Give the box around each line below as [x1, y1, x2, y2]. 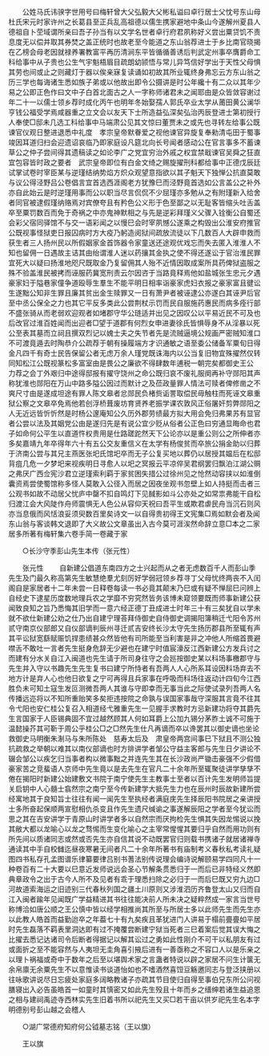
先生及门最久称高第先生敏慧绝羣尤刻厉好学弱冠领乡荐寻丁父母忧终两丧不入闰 [8, 573, 261, 582]
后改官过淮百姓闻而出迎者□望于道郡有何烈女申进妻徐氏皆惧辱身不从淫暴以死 [8, 318, 260, 328]
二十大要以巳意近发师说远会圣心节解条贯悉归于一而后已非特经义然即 [35, 864, 261, 874]
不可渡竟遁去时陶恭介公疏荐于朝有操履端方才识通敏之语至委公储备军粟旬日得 [8, 338, 261, 348]
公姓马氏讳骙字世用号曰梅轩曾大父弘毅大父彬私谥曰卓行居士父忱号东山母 [22, 7, 261, 16]
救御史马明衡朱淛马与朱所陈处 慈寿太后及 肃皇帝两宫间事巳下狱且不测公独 [8, 734, 261, 743]
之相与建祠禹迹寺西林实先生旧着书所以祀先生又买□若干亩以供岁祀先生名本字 [8, 995, 260, 1004]
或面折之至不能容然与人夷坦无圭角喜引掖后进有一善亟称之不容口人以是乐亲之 [8, 944, 261, 954]
